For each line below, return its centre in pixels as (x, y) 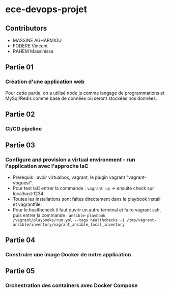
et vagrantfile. (27, 204)
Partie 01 (20, 67)
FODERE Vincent (30, 46)
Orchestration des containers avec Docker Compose (72, 285)
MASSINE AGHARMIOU (37, 40)
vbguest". (23, 182)
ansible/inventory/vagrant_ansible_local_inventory (68, 224)
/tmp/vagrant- (141, 220)
